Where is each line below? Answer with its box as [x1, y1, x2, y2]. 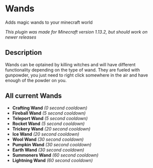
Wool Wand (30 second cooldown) [12, 136, 84, 142]
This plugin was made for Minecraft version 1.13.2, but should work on [5, 29, 148, 35]
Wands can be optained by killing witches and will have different [5, 61, 136, 67]
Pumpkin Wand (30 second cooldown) [12, 141, 92, 147]
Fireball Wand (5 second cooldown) [12, 110, 86, 116]
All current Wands [5, 92, 62, 100]
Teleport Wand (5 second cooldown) [12, 115, 88, 121]
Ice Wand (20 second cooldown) [12, 131, 79, 137]
